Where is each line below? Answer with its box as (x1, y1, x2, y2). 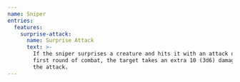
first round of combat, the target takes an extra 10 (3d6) (33, 57, 216, 64)
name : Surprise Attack (26, 37, 94, 44)
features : (14, 24, 43, 31)
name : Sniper (7, 10, 46, 18)
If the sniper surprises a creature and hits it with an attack (33, 51, 229, 58)
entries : (7, 17, 34, 24)
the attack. (33, 63, 69, 71)
